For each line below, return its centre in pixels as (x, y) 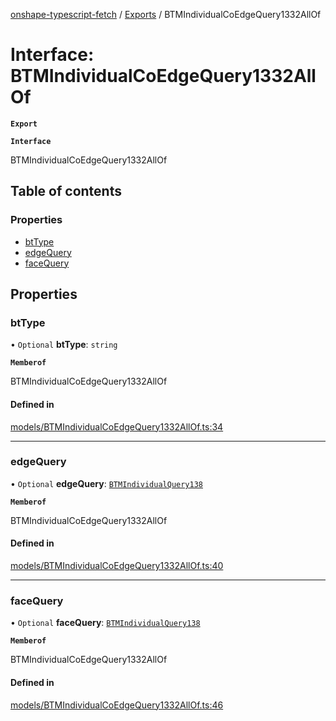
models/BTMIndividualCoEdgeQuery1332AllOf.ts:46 (117, 705)
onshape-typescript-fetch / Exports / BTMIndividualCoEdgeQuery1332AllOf (166, 14)
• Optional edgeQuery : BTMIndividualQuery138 (106, 483)
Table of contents (66, 191)
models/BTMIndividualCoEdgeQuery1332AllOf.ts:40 (117, 566)
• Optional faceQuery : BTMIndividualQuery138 (105, 623)
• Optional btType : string (64, 345)
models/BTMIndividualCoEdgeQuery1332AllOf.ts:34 (117, 426)
